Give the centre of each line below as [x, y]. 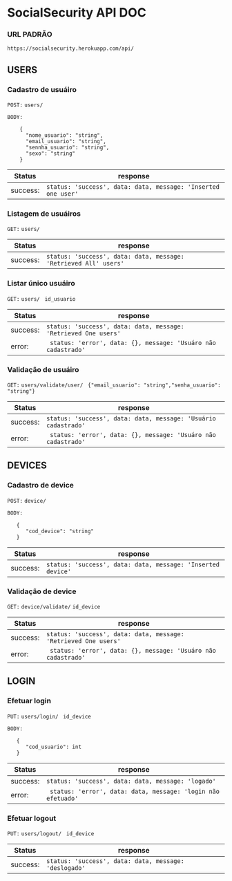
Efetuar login [29, 701]
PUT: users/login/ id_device [49, 716]
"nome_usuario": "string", [64, 136]
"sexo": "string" [50, 154]
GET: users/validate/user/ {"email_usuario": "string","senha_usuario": [114, 385]
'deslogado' [66, 868]
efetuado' [62, 798]
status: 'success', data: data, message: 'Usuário [131, 419]
